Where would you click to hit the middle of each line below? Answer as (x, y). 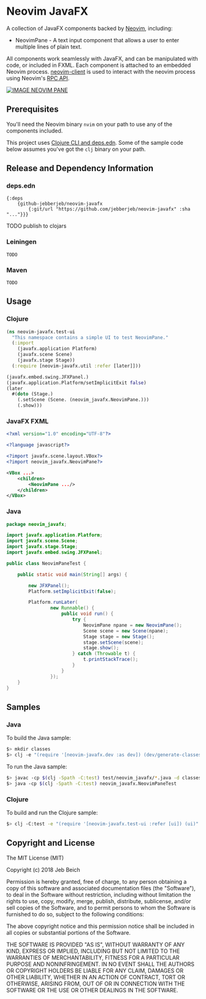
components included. (35, 131)
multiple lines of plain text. (48, 47)
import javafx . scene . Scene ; (42, 541)
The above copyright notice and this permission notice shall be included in (100, 926)
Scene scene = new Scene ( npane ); (126, 631)
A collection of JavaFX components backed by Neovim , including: (90, 28)
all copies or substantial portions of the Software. (68, 932)
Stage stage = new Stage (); (119, 636)
